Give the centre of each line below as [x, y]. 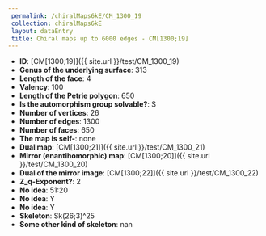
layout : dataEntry [42, 31]
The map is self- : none [57, 139]
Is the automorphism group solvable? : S [88, 104]
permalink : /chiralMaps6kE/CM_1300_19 [76, 16]
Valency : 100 [41, 87]
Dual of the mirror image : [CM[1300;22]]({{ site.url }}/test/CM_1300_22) [139, 173]
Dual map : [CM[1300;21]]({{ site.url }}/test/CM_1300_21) [112, 147]
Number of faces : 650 [57, 130]
